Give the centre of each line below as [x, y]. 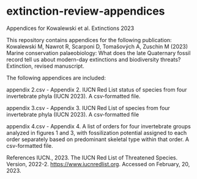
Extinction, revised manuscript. [45, 66]
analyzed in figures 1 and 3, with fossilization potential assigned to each [97, 133]
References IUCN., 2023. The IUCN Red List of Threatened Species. [92, 158]
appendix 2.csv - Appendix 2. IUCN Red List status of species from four [97, 89]
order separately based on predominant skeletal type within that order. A [98, 139]
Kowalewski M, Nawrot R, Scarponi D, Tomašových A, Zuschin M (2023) [97, 46]
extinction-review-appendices [86, 11]
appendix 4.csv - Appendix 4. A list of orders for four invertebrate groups [98, 126]
